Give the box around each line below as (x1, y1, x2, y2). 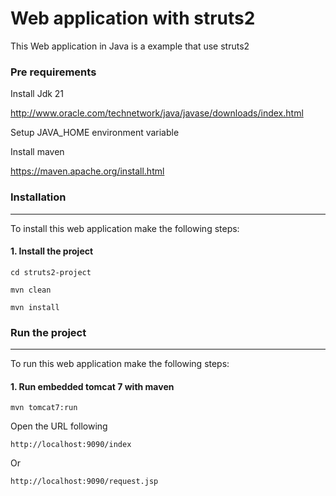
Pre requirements (10, 65, 97, 79)
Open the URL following (10, 420, 108, 432)
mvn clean (10, 285, 52, 295)
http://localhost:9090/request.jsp (10, 477, 159, 487)
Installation (10, 190, 67, 204)
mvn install (10, 302, 60, 312)
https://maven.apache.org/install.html (10, 165, 165, 177)
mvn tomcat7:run (10, 403, 78, 413)
